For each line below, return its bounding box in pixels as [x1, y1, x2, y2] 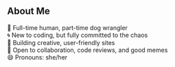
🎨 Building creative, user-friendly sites [7, 38, 115, 46]
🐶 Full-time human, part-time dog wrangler [7, 23, 128, 31]
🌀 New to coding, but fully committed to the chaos [7, 31, 148, 39]
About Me [7, 5, 50, 17]
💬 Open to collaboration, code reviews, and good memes [7, 46, 168, 54]
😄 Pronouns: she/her [7, 53, 68, 61]
